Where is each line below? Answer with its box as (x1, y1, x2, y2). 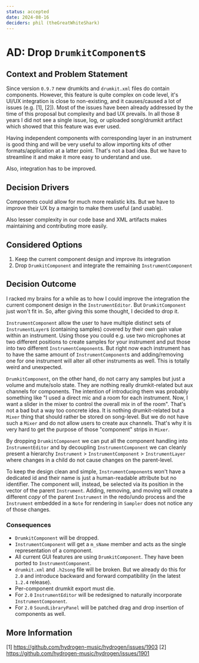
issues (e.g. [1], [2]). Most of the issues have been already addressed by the (6, 104, 194, 111)
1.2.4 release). (14, 579, 52, 586)
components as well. (14, 611, 66, 618)
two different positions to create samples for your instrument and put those (6, 338, 191, 345)
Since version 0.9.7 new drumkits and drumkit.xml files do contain (6, 85, 170, 92)
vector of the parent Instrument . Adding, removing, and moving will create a (6, 487, 192, 494)
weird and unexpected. (6, 363, 63, 370)
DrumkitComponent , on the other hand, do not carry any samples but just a (6, 375, 186, 382)
